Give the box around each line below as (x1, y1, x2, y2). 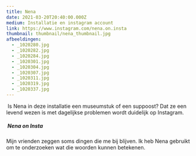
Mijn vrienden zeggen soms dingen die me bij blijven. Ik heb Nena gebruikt (6, 138, 190, 145)
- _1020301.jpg (11, 58, 50, 64)
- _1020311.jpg (11, 75, 50, 81)
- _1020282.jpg (11, 48, 50, 54)
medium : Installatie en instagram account (6, 20, 114, 26)
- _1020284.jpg (11, 53, 50, 59)
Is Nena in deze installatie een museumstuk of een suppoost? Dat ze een (7, 102, 187, 110)
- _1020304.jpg (11, 64, 50, 70)
